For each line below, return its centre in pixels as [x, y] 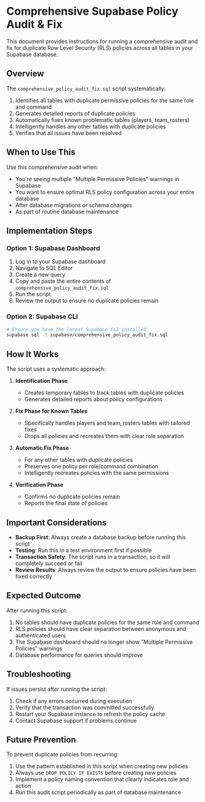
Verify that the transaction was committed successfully [85, 708]
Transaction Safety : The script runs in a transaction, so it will [92, 557]
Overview [25, 74]
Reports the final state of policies [66, 503]
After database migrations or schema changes [74, 205]
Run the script [33, 294]
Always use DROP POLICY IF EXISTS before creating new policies [96, 773]
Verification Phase [39, 485]
